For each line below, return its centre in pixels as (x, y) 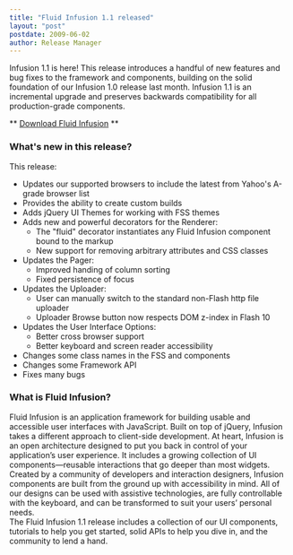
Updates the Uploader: (64, 289)
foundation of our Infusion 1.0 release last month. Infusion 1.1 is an (131, 87)
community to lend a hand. (59, 541)
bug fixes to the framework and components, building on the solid (131, 78)
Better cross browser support (90, 336)
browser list (68, 193)
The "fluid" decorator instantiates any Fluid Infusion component (153, 231)
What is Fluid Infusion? (60, 397)
